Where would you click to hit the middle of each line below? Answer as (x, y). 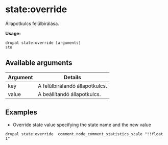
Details (73, 77)
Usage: (13, 33)
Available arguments (39, 63)
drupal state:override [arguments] (43, 43)
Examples (21, 113)
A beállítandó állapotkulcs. (69, 94)
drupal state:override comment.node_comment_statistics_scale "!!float (84, 134)
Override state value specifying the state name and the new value (82, 125)
